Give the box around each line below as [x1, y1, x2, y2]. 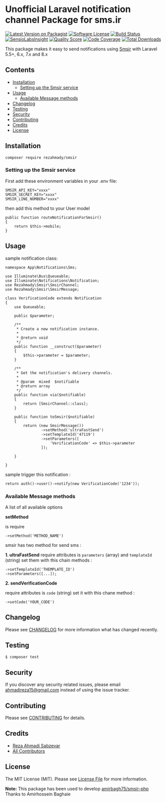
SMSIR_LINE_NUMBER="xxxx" [5, 196, 59, 201]
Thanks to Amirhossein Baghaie [5, 791, 71, 797]
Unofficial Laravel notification [5, 4, 131, 15]
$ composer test [5, 654, 39, 659]
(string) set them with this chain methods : [5, 557, 92, 563]
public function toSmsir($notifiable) [14, 414, 95, 419]
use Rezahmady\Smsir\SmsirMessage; [5, 287, 79, 292]
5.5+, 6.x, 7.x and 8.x [5, 51, 48, 57]
